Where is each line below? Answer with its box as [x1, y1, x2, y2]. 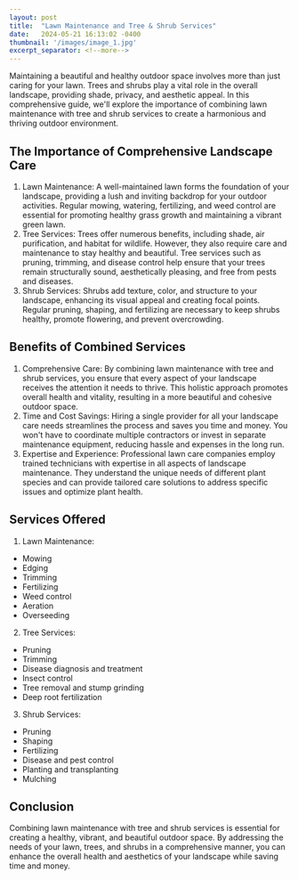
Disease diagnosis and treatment [21, 663, 143, 673]
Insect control [21, 672, 73, 683]
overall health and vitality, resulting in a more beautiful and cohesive [21, 391, 272, 402]
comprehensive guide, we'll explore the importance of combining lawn [9, 99, 268, 110]
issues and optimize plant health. [21, 486, 144, 497]
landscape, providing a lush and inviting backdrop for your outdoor [21, 191, 267, 201]
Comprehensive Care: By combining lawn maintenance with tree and [21, 363, 274, 374]
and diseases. [21, 275, 74, 286]
